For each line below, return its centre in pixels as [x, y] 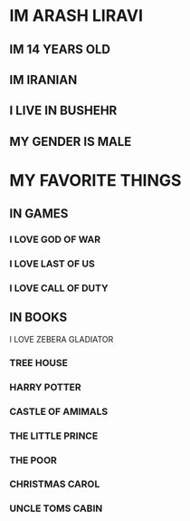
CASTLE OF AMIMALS [59, 411]
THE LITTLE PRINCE [54, 436]
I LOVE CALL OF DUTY [59, 288]
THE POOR [33, 460]
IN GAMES [39, 214]
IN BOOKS [38, 318]
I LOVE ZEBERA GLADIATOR [62, 339]
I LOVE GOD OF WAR [55, 239]
